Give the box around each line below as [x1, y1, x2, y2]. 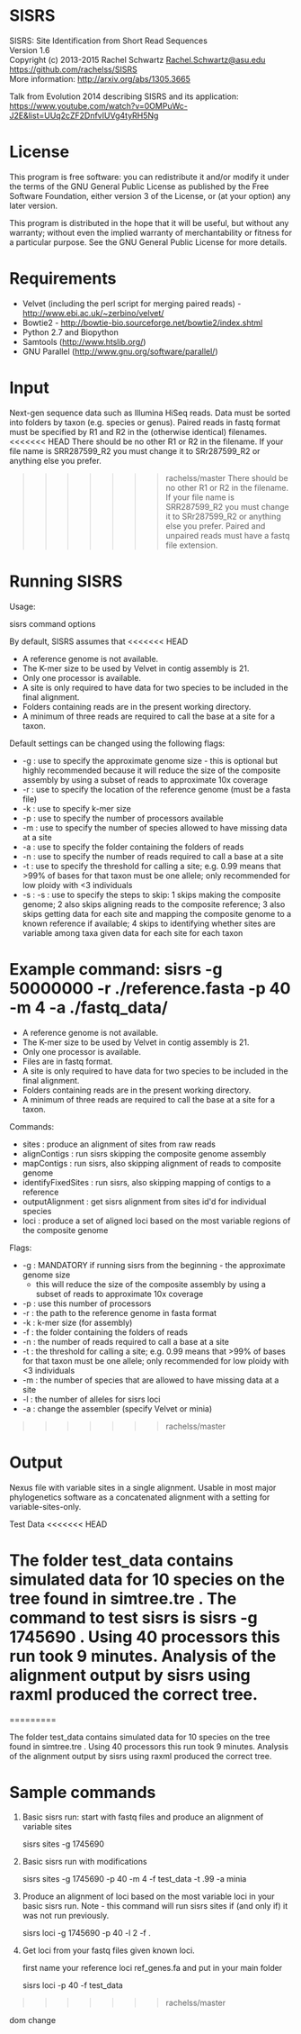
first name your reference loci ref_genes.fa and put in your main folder [22, 1963, 283, 1974]
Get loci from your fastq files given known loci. [22, 1945, 195, 1956]
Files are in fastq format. [22, 1056, 113, 1067]
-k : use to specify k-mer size [22, 803, 132, 813]
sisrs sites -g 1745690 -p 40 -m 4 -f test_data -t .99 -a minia [22, 1874, 247, 1884]
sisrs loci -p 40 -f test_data [22, 1980, 123, 1991]
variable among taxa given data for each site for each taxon [22, 927, 243, 938]
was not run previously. [22, 1911, 110, 1921]
